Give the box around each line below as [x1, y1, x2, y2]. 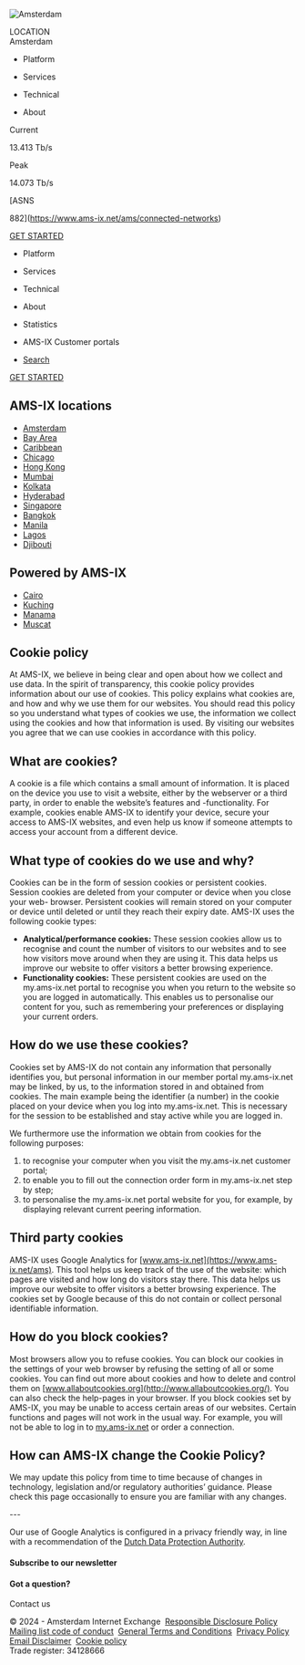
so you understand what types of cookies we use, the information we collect [9, 708, 297, 719]
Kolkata [22, 480, 52, 492]
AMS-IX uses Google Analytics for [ [9, 1254, 143, 1265]
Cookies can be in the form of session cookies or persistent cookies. [9, 877, 267, 889]
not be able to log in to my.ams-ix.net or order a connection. [9, 1421, 235, 1432]
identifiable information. [9, 1303, 98, 1314]
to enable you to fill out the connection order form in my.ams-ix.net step [22, 1174, 293, 1185]
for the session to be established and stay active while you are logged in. [9, 1109, 283, 1121]
